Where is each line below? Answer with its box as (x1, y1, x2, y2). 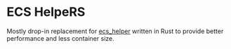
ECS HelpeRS (6, 4, 86, 20)
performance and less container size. (6, 34, 114, 42)
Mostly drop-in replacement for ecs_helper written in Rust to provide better (6, 27, 224, 35)
